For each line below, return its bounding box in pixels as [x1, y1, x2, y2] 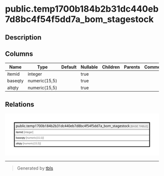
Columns [5, 50, 33, 58]
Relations [5, 100, 35, 108]
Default [61, 64, 77, 70]
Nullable [80, 64, 98, 70]
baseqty [7, 78, 24, 84]
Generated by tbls [17, 165, 54, 171]
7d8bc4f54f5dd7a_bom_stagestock [5, 14, 154, 25]
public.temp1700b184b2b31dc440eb [5, 3, 159, 15]
